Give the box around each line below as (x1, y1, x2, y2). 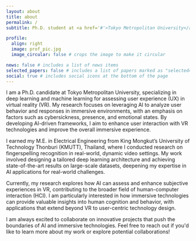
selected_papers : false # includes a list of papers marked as (6, 68, 163, 74)
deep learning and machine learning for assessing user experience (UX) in (6, 95, 185, 102)
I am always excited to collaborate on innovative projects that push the (6, 216, 176, 223)
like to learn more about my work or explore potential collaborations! (6, 228, 170, 235)
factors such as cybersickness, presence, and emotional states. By (6, 114, 167, 121)
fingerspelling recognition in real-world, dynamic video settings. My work (6, 150, 183, 157)
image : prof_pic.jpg (11, 46, 61, 53)
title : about (6, 14, 38, 20)
